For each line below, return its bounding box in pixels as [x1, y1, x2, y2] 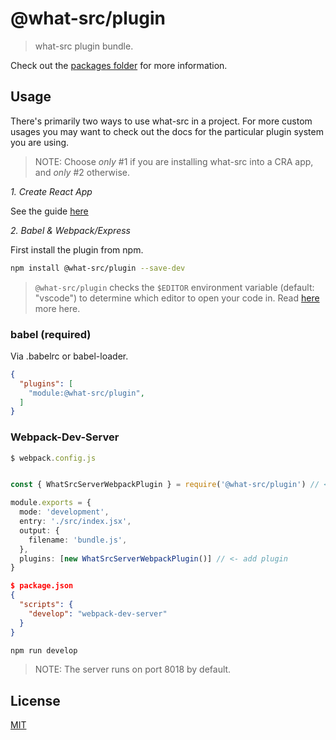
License [10, 692, 61, 709]
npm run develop [10, 645, 78, 656]
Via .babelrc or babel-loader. [10, 350, 129, 362]
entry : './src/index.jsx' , [19, 517, 132, 527]
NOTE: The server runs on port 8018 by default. [34, 663, 232, 676]
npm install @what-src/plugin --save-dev [10, 263, 186, 273]
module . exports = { [10, 498, 92, 508]
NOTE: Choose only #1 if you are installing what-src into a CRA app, [34, 155, 314, 167]
